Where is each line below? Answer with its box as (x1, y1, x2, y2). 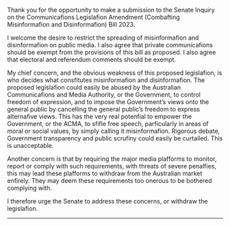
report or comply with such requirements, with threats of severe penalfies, (7, 162, 217, 170)
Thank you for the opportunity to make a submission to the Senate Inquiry (7, 6, 216, 14)
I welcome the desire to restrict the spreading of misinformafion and (7, 34, 199, 42)
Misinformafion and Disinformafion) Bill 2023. (7, 21, 136, 28)
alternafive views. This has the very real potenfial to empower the (7, 112, 192, 121)
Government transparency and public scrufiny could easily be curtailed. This (7, 134, 223, 142)
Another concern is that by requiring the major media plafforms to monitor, (7, 155, 217, 163)
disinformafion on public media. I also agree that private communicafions (7, 41, 214, 49)
